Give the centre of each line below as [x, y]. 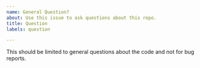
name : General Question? [38, 12]
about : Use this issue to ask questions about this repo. [81, 18]
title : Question [27, 23]
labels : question [28, 29]
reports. [16, 58]
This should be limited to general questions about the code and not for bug [100, 52]
